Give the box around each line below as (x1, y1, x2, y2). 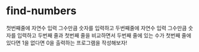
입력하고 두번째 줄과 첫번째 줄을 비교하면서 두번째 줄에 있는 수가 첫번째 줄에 (17, 31, 192, 39)
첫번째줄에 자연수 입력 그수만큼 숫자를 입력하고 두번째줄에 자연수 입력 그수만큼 (6, 24, 187, 31)
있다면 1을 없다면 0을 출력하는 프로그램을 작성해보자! (6, 39, 128, 46)
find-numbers (6, 4, 77, 18)
